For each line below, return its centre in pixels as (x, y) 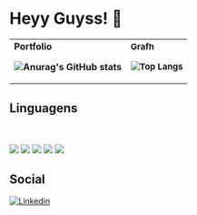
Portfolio (33, 46)
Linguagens (44, 108)
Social (27, 179)
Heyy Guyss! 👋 (66, 19)
